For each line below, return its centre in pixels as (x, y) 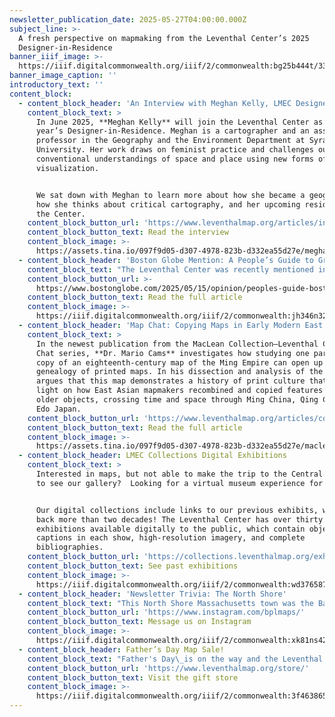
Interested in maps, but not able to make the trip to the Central (179, 474)
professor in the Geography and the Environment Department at (170, 141)
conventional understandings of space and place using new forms (174, 159)
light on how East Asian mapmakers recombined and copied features (179, 391)
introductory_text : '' (56, 85)
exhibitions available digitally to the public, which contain (170, 529)
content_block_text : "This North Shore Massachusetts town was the (170, 603)
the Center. (60, 214)
